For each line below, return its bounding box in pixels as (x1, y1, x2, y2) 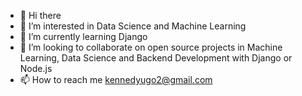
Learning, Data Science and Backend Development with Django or (19, 52, 293, 64)
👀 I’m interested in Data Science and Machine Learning (19, 20, 247, 32)
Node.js (19, 63, 53, 74)
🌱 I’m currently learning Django (19, 31, 148, 42)
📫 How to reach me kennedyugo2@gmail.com (19, 74, 213, 85)
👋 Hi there (19, 10, 62, 21)
